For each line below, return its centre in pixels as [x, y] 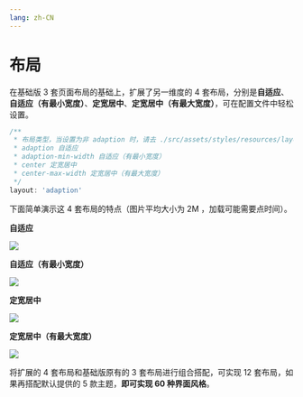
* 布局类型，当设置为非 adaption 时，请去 [84, 140]
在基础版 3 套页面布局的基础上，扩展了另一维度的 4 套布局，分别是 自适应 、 [149, 92]
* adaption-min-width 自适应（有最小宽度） [89, 157]
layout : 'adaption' [46, 190]
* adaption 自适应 [46, 148]
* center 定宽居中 [45, 165]
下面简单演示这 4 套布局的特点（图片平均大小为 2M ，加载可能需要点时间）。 [151, 208]
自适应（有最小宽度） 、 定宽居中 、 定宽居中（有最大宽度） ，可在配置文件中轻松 [151, 103]
